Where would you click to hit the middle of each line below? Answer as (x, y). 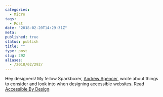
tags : (11, 19)
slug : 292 (15, 55)
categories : (17, 10)
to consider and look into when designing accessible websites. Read (75, 84)
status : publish (22, 42)
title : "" (15, 46)
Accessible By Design (27, 89)
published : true (22, 37)
